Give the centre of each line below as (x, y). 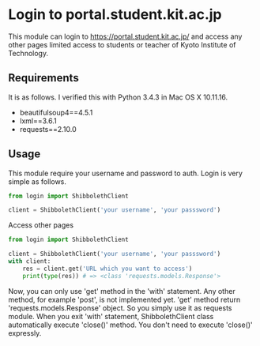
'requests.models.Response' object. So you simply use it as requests (120, 308)
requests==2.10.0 (48, 129)
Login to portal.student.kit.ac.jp (115, 15)
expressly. (25, 333)
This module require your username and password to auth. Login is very (126, 173)
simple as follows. (38, 181)
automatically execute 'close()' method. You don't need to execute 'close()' (130, 325)
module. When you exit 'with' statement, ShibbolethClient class (111, 316)
